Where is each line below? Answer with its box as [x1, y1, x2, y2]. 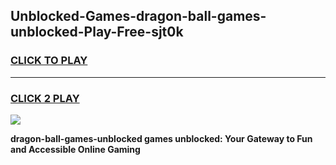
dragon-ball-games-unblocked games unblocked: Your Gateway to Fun [10, 132, 313, 144]
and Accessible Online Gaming [10, 143, 141, 155]
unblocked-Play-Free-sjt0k [10, 24, 184, 41]
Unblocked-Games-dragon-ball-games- [10, 8, 267, 25]
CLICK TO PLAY [10, 54, 88, 68]
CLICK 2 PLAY [10, 91, 80, 105]
